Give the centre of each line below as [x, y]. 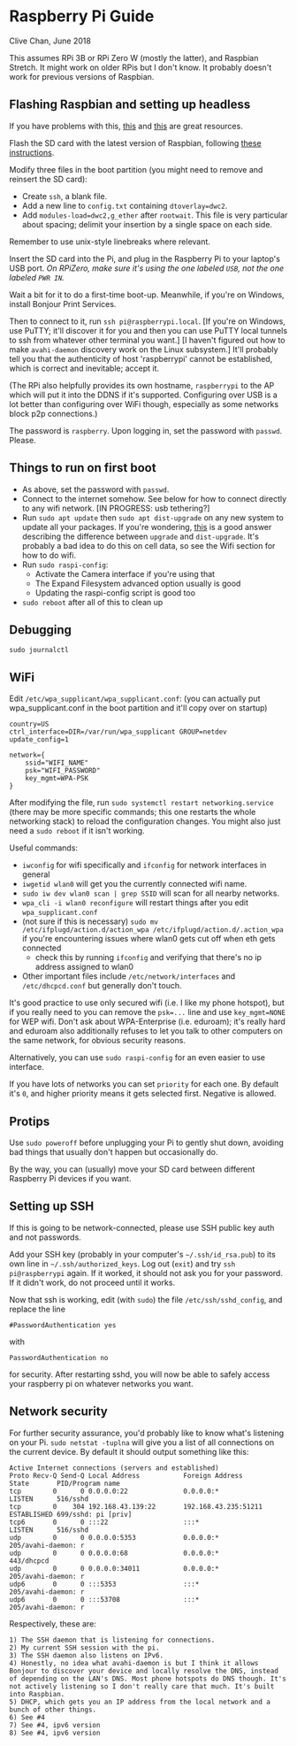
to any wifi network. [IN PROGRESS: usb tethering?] [116, 508]
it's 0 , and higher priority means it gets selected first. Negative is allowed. [143, 1094]
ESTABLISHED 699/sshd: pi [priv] [71, 1514]
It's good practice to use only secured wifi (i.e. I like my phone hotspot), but [147, 1003]
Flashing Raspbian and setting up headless [130, 105]
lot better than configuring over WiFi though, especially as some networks [144, 404]
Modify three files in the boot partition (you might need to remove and [136, 169]
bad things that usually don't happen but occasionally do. [114, 1152]
